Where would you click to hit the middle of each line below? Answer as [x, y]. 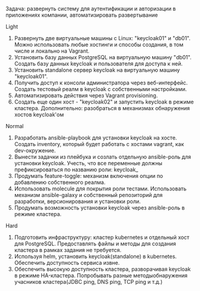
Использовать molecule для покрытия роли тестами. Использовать [100, 189]
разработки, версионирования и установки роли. [77, 201]
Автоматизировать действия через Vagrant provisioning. [86, 96]
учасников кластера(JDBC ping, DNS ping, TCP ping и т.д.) [88, 282]
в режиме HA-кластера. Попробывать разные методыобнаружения [101, 275]
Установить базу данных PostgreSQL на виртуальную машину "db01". [103, 57]
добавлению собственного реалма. [60, 182]
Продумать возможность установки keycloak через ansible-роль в [99, 208]
